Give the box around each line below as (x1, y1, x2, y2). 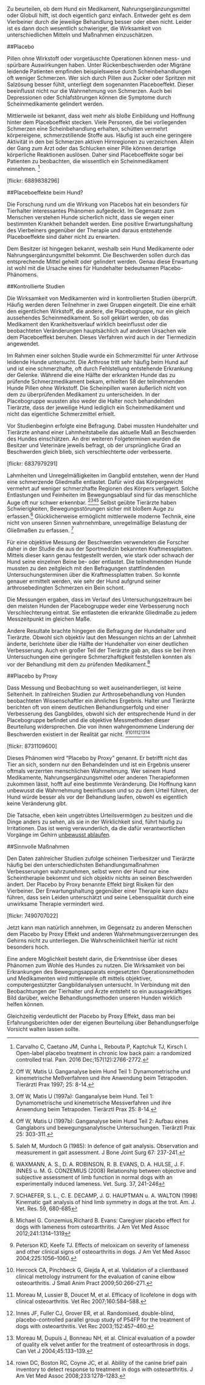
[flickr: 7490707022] (7, 912, 58, 919)
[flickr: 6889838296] (7, 177, 60, 184)
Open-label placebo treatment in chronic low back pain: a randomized (15, 1049, 192, 1056)
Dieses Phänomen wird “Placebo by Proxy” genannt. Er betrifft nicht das (7, 754, 188, 761)
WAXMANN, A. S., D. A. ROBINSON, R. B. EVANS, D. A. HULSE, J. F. (15, 1160, 185, 1168)
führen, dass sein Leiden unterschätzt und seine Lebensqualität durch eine (7, 893, 195, 901)
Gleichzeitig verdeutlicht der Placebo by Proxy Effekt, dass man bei (7, 1012, 175, 1020)
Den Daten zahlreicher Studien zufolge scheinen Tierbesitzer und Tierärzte (7, 855, 195, 862)
